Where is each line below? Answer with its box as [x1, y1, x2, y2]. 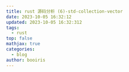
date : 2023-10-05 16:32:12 [6, 14, 72, 20]
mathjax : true [6, 41, 41, 47]
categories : [6, 46, 35, 52]
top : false [6, 35, 33, 41]
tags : [6, 24, 19, 31]
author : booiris [6, 57, 46, 63]
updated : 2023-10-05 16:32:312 [6, 19, 82, 25]
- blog [11, 52, 27, 57]
